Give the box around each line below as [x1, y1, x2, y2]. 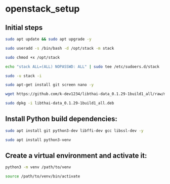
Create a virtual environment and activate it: [5, 151, 147, 160]
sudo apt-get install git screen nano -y [5, 82, 94, 88]
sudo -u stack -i [5, 73, 42, 79]
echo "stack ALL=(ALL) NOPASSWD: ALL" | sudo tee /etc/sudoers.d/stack [5, 64, 159, 69]
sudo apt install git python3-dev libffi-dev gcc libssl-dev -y [5, 128, 144, 133]
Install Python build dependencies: [5, 115, 118, 123]
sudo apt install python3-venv [5, 137, 71, 142]
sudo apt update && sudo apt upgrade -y [5, 36, 92, 42]
